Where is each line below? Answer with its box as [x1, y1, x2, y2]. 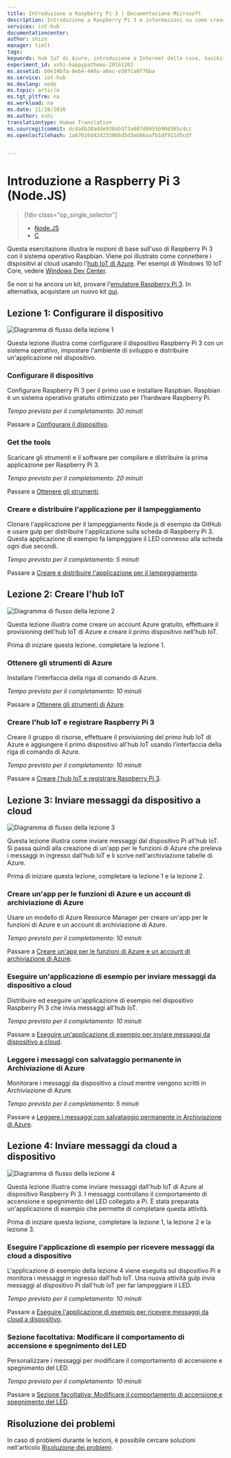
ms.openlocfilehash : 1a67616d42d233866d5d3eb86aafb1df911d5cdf [7, 131, 192, 138]
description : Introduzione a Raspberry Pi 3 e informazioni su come [7, 17, 208, 23]
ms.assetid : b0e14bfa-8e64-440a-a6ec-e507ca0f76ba [7, 67, 155, 74]
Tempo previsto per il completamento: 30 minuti [7, 407, 143, 415]
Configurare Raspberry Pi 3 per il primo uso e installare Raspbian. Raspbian [7, 386, 221, 394]
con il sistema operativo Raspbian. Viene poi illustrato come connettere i [7, 252, 212, 260]
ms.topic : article [7, 87, 60, 94]
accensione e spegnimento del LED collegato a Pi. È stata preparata [7, 1197, 199, 1205]
